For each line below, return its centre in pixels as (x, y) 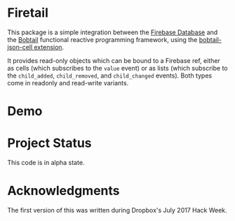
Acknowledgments (64, 191)
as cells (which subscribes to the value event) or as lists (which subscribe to (117, 68)
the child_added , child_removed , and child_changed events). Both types (110, 76)
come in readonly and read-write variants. (68, 83)
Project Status (50, 143)
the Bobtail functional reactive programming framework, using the (102, 39)
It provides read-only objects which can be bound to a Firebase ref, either (114, 60)
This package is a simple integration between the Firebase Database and (113, 32)
